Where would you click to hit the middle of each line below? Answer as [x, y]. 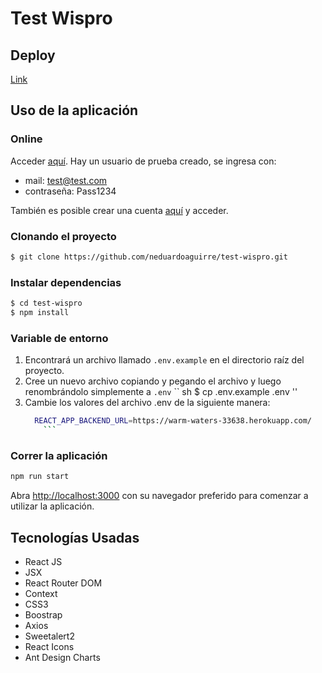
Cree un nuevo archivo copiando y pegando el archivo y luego [153, 381]
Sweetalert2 [49, 636]
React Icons [49, 646]
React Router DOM [63, 583]
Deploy [33, 55]
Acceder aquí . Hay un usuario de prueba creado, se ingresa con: [143, 161]
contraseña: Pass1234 [70, 191]
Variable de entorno [59, 338]
